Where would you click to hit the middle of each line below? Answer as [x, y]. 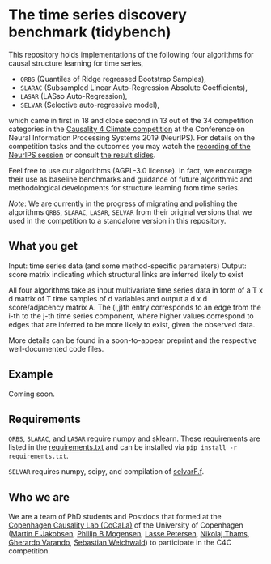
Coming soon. [32, 394]
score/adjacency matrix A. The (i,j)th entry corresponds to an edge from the [135, 307]
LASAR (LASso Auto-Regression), [74, 96]
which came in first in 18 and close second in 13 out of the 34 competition [131, 120]
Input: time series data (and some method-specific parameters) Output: [127, 266]
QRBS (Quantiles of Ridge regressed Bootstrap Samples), [113, 79]
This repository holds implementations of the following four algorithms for [131, 54]
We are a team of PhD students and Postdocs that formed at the [115, 517]
